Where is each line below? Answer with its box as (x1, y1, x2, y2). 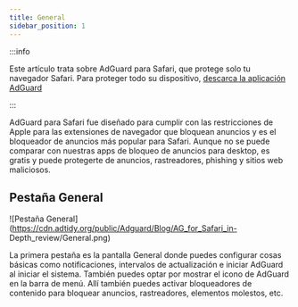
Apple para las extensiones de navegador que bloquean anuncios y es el (9, 126, 277, 137)
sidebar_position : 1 (9, 21, 87, 30)
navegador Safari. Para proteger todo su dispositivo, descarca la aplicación (9, 72, 286, 83)
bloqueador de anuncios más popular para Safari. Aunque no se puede (9, 136, 270, 146)
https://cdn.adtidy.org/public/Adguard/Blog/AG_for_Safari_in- (12, 223, 238, 234)
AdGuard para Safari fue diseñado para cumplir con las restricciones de (9, 117, 274, 128)
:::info (9, 46, 30, 56)
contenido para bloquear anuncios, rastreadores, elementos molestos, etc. (9, 287, 284, 299)
